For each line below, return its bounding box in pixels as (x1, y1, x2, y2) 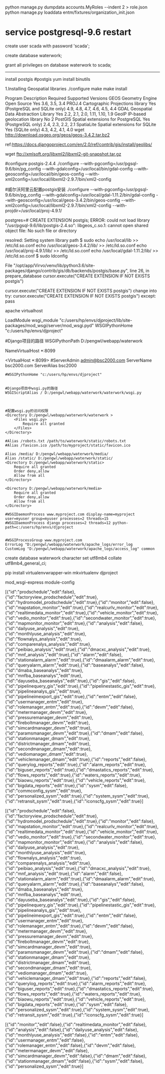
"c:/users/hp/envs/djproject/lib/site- (59, 317, 133, 323)
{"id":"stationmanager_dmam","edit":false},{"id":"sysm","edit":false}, (5, 1058, 144, 1064)
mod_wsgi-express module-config (5, 579, 75, 585)
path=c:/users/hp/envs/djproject (5, 525, 74, 530)
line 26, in (129, 268, 150, 273)
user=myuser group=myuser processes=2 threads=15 (5, 516, 109, 521)
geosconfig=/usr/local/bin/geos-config (5, 171, 84, 177)
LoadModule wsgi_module (5, 317, 59, 323)
